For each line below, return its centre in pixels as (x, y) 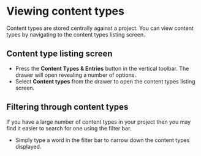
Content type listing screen (59, 54)
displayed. (28, 146)
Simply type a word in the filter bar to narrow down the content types (102, 140)
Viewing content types (65, 11)
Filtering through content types (67, 107)
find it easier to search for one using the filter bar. (69, 128)
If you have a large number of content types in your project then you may (99, 122)
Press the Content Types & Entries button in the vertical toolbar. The (102, 68)
